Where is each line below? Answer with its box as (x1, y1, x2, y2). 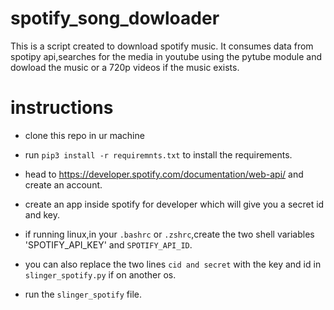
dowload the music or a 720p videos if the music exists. (10, 61, 240, 73)
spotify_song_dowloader (10, 7, 220, 30)
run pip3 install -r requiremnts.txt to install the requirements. (24, 148, 293, 161)
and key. (24, 208, 60, 221)
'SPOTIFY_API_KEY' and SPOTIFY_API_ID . (24, 238, 193, 251)
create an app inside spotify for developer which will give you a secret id (24, 198, 325, 210)
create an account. (24, 178, 103, 191)
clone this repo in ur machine (24, 129, 145, 141)
